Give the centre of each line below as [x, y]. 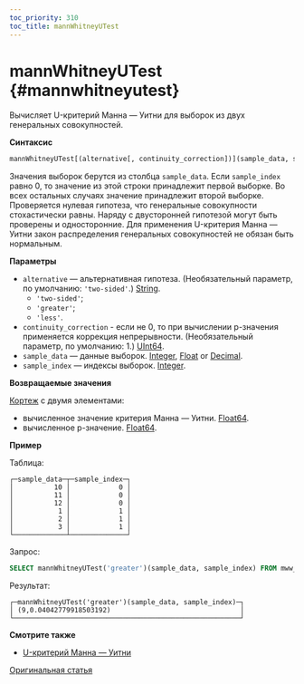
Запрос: [25, 552]
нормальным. [36, 244]
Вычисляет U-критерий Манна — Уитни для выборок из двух [128, 115]
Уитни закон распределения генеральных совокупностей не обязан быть [152, 234]
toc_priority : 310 [44, 18]
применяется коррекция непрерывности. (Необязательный [138, 337]
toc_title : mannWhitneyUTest [64, 26]
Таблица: [27, 463]
